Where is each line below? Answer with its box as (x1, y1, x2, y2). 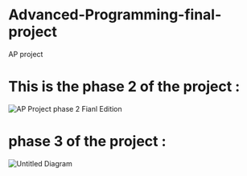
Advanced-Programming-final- (8, 6, 222, 24)
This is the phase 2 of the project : (8, 78, 241, 96)
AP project (8, 49, 43, 59)
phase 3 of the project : (8, 133, 167, 150)
